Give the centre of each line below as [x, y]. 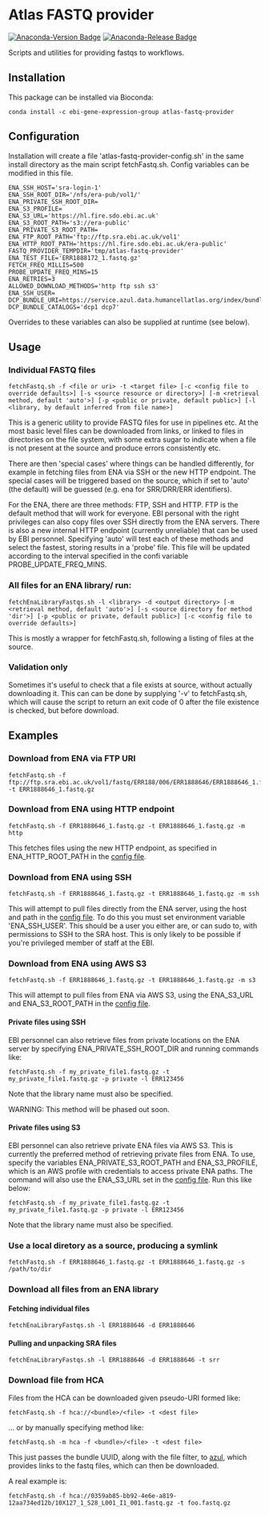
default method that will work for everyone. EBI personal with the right [124, 513]
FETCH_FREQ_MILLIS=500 [46, 265]
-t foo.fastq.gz [203, 1503]
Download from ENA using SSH [70, 877]
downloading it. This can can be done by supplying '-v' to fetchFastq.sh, [128, 693]
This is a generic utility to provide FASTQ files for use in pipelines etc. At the [133, 422]
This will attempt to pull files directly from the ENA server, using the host [127, 909]
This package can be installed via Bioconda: [81, 97]
